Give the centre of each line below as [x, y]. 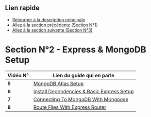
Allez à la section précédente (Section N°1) [55, 25]
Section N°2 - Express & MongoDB [76, 50]
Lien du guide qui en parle [84, 75]
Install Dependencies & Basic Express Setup [84, 91]
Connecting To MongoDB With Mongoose [81, 99]
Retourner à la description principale [49, 19]
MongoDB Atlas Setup [59, 84]
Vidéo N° [18, 75]
